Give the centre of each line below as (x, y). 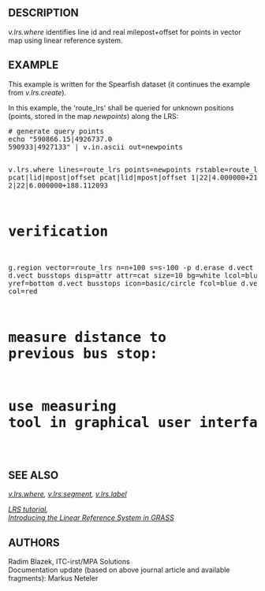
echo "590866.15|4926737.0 (60, 139)
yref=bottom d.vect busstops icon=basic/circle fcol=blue (123, 283)
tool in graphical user (100, 422)
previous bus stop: (83, 353)
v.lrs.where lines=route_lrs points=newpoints (100, 169)
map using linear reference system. (66, 40)
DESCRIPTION (43, 13)
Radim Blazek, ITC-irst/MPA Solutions (69, 562)
